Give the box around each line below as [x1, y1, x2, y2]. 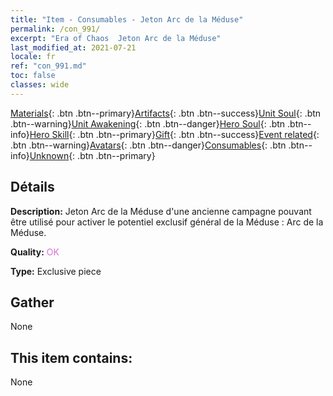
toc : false [10, 71, 56, 81]
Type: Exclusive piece [10, 265, 102, 277]
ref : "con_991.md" [10, 61, 87, 71]
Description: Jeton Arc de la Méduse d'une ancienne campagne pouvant [10, 205, 312, 217]
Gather [10, 294, 55, 311]
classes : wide [10, 80, 70, 90]
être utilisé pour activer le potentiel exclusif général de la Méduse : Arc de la [10, 216, 324, 228]
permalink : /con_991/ [10, 24, 101, 34]
